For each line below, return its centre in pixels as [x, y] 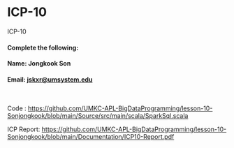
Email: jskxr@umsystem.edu [50, 79]
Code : [17, 108]
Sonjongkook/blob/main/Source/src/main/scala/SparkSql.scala [98, 116]
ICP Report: [24, 129]
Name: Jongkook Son [39, 64]
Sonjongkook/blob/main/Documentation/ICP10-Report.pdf [91, 137]
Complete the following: [43, 47]
